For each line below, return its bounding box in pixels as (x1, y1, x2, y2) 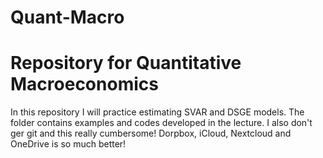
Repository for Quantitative (10, 52, 242, 75)
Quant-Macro (10, 6, 125, 29)
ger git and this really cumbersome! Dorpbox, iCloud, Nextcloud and (10, 127, 292, 140)
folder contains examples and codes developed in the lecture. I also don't (10, 117, 313, 129)
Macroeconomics (10, 73, 159, 96)
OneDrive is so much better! (10, 138, 127, 150)
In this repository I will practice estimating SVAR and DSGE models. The (10, 106, 305, 118)
